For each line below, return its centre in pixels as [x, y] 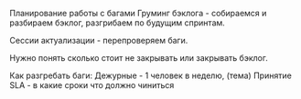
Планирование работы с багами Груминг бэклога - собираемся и [138, 13]
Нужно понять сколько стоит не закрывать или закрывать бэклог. [139, 58]
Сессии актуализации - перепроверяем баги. [99, 40]
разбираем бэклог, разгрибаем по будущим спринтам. [118, 23]
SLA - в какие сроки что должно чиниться [92, 85]
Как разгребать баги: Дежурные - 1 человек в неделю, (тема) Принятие [151, 75]
